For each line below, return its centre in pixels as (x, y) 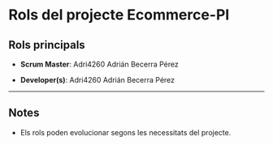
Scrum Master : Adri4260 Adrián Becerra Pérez (99, 64)
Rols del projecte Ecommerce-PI (119, 15)
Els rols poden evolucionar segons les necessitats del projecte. (126, 132)
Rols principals (47, 45)
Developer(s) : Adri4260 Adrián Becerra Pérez (97, 80)
